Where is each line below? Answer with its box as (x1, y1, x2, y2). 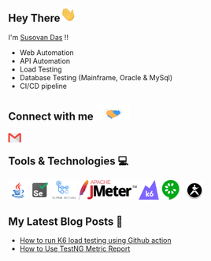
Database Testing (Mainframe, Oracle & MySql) (19, 72, 173, 82)
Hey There (8, 12, 61, 25)
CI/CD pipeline (19, 81, 68, 90)
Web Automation (19, 47, 75, 57)
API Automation (19, 56, 71, 65)
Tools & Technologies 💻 (8, 155, 129, 168)
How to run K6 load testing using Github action (19, 236, 172, 245)
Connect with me (8, 110, 94, 123)
